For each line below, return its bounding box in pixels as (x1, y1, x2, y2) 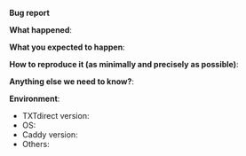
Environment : (9, 93, 60, 104)
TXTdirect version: (21, 111, 90, 121)
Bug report (9, 8, 51, 18)
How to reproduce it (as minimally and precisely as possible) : (9, 59, 239, 69)
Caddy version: (21, 129, 78, 140)
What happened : (9, 25, 73, 35)
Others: (21, 139, 51, 149)
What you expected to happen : (9, 42, 126, 52)
